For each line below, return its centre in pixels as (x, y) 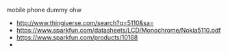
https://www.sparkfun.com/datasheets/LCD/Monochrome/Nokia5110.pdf (118, 30)
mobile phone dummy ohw (44, 10)
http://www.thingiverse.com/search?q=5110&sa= (85, 23)
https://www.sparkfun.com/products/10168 (77, 37)
